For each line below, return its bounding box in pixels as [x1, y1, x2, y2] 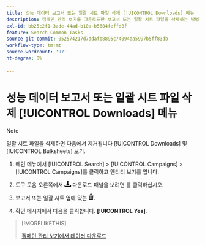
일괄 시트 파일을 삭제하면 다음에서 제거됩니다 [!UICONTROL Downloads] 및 [6, 139, 188, 147]
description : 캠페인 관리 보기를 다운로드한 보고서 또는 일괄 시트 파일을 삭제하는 [6, 16, 188, 23]
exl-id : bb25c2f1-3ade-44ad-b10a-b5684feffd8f [6, 23, 127, 29]
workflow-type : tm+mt [6, 42, 62, 49]
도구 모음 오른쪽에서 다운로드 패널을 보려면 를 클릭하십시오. [15, 181, 164, 189]
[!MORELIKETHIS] [21, 219, 67, 227]
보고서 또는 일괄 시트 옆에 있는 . [15, 194, 95, 201]
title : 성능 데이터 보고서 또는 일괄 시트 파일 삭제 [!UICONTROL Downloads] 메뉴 [6, 10, 195, 16]
